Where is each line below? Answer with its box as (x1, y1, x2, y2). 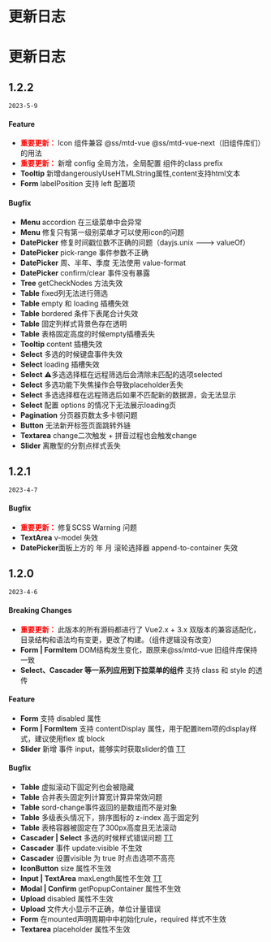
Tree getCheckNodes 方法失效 (19, 278, 123, 288)
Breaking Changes (8, 606, 72, 615)
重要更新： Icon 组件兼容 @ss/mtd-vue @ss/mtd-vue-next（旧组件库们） (19, 138, 262, 148)
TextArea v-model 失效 (19, 532, 99, 542)
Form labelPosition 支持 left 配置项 (19, 179, 135, 189)
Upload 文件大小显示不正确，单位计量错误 (19, 904, 161, 914)
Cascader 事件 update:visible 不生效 (19, 843, 143, 853)
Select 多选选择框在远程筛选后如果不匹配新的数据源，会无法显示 (19, 389, 237, 399)
